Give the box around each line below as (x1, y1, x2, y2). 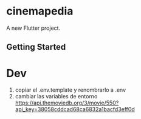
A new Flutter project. (6, 24, 61, 32)
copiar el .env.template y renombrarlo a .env (15, 86, 126, 93)
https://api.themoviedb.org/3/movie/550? (15, 99, 119, 107)
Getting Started (6, 42, 66, 52)
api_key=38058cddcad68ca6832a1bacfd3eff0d (15, 106, 135, 113)
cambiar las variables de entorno (15, 93, 98, 100)
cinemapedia (6, 4, 74, 18)
